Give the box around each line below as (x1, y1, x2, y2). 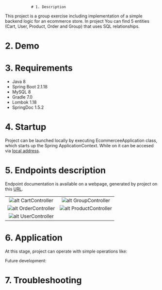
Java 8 (12, 79, 26, 85)
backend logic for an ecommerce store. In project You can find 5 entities (5, 18, 149, 24)
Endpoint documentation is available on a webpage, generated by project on (5, 181, 158, 187)
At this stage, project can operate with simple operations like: (5, 248, 128, 254)
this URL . (5, 186, 23, 192)
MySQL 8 (12, 89, 31, 95)
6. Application (5, 232, 63, 243)
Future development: (5, 257, 47, 263)
